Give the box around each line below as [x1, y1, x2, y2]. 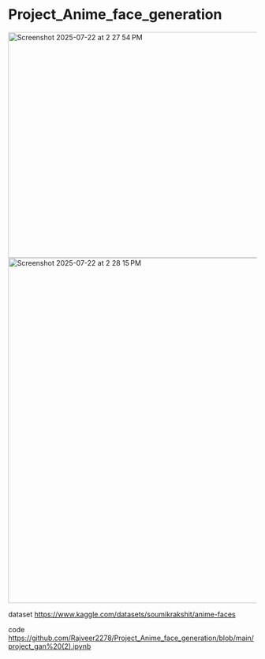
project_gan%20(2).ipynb [8, 641, 91, 651]
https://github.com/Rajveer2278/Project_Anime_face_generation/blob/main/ [8, 633, 255, 642]
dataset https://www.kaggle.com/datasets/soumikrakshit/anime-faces [8, 609, 236, 619]
